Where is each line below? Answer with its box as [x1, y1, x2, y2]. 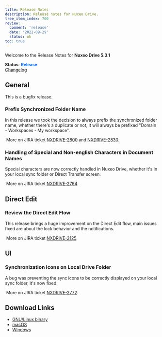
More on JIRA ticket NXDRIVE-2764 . [6, 181, 79, 187]
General [5, 81, 30, 89]
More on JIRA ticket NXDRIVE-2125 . [6, 235, 78, 241]
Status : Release [5, 61, 38, 67]
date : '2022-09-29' [9, 30, 49, 35]
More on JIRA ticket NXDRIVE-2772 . [6, 289, 79, 295]
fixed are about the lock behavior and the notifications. [5, 225, 114, 231]
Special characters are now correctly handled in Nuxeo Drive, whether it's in [5, 166, 158, 172]
